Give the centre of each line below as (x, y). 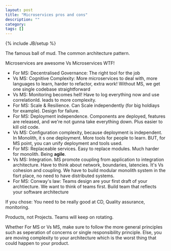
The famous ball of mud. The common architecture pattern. (68, 53)
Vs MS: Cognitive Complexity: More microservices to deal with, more (85, 78)
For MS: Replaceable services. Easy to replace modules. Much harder (86, 149)
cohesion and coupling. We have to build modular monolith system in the (89, 171)
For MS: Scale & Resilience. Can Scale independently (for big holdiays (86, 105)
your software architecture (41, 192)
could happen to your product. (37, 243)
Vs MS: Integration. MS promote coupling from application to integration (88, 160)
